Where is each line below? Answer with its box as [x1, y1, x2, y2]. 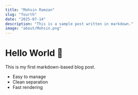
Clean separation [12, 79, 48, 85]
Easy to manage [12, 73, 46, 80]
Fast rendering [12, 84, 43, 90]
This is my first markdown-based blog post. [5, 64, 95, 70]
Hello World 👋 [5, 47, 63, 59]
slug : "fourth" [5, 12, 37, 17]
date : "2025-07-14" [5, 16, 46, 21]
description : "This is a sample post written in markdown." [5, 21, 134, 26]
